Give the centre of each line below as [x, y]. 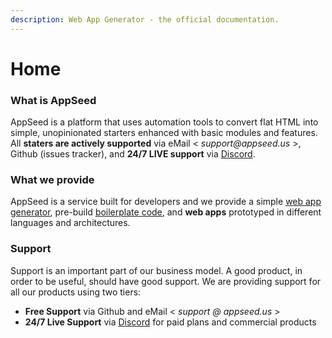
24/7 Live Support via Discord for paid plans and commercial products [170, 322]
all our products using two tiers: [76, 292]
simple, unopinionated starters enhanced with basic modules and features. [164, 133]
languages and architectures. [70, 223]
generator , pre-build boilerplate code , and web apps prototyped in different [166, 212]
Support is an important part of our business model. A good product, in [156, 270]
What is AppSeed [53, 100]
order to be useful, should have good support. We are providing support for [166, 281]
